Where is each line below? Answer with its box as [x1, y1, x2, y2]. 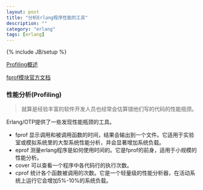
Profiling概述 [6, 61, 38, 68]
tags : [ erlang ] [6, 32, 45, 38]
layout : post [6, 9, 40, 15]
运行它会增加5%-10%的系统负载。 [26, 177, 112, 185]
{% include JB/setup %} [6, 48, 67, 55]
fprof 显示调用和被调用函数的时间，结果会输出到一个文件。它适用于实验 [15, 132, 194, 139]
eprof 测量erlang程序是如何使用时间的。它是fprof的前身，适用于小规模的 [15, 147, 198, 154]
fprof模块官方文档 [6, 74, 51, 81]
